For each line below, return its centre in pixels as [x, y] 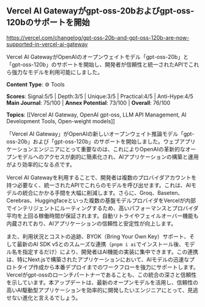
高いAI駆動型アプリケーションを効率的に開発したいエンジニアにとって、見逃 [102, 290]
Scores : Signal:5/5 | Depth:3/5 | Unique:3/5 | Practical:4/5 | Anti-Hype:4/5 [100, 96]
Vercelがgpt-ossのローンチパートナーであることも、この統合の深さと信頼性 [102, 275]
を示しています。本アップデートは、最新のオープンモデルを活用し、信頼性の [102, 282]
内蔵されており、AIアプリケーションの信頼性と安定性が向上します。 [91, 223]
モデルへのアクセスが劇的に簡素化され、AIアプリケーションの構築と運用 [108, 157]
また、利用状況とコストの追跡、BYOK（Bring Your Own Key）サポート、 [98, 236]
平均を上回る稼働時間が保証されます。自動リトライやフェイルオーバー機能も [102, 216]
